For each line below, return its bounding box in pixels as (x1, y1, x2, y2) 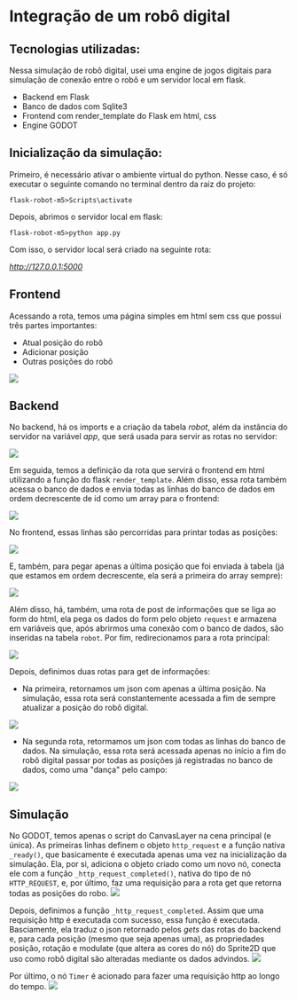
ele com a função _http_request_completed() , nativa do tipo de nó (9, 868, 251, 879)
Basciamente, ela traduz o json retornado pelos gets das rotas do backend (9, 925, 281, 935)
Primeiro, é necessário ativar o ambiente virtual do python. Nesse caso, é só (9, 169, 288, 179)
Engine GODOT (21, 120, 78, 130)
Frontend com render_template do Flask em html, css (21, 111, 217, 121)
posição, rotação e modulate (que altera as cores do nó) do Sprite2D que (9, 943, 277, 954)
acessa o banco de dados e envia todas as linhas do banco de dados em (9, 484, 276, 494)
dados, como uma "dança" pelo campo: (21, 765, 168, 776)
